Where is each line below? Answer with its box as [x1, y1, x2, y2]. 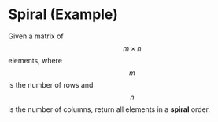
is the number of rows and [8, 80, 94, 89]
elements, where [8, 56, 63, 65]
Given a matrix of [8, 31, 65, 41]
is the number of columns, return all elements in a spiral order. [8, 104, 211, 114]
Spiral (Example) [8, 5, 118, 23]
